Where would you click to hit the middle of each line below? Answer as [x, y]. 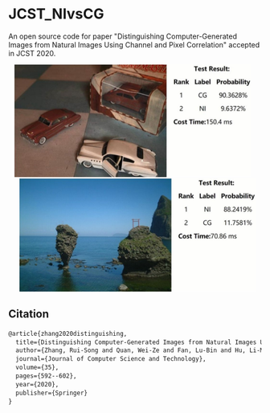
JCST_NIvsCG [56, 14]
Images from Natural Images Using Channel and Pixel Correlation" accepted [134, 44]
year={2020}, [37, 384]
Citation [29, 314]
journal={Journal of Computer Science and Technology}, [111, 359]
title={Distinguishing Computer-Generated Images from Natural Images [136, 342]
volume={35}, [37, 368]
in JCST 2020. [32, 53]
